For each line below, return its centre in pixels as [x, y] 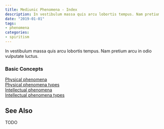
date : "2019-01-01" [25, 19]
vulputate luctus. [22, 56]
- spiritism [17, 37]
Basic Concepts [24, 69]
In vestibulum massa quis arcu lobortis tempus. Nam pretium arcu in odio [79, 51]
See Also [19, 111]
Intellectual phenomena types [35, 95]
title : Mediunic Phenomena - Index [41, 10]
